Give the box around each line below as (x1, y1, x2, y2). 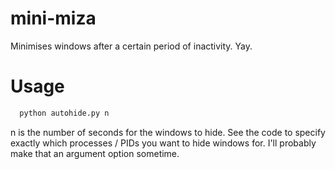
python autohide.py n (19, 108, 110, 118)
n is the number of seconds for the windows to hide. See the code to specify (10, 126, 326, 138)
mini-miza (10, 7, 97, 30)
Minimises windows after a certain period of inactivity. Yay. (10, 40, 253, 52)
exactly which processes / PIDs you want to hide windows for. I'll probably (10, 137, 317, 149)
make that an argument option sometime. (10, 147, 180, 159)
